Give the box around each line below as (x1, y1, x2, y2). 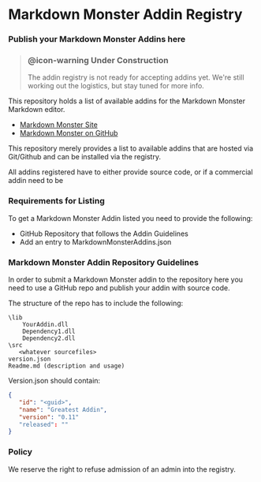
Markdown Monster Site (19, 120, 99, 129)
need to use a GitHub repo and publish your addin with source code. (8, 283, 230, 293)
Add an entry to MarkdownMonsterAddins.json (19, 237, 172, 246)
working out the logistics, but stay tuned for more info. (27, 81, 205, 91)
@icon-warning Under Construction (27, 55, 169, 66)
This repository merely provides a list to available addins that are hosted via (8, 144, 254, 153)
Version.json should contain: (8, 376, 101, 385)
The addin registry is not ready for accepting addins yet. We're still (27, 73, 244, 82)
